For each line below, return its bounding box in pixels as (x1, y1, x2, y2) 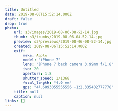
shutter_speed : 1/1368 (23, 76, 70, 81)
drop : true (5, 21, 28, 26)
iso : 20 (23, 67, 39, 72)
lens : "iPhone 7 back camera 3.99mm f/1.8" (23, 62, 114, 67)
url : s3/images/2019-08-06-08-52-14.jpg (14, 30, 98, 35)
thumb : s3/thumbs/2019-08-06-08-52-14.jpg (14, 35, 103, 40)
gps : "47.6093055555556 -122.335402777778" (23, 84, 114, 90)
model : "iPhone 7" (23, 57, 61, 62)
